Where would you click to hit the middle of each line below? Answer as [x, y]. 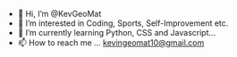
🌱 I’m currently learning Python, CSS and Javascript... [117, 33]
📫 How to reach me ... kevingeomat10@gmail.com [111, 43]
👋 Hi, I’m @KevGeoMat [59, 14]
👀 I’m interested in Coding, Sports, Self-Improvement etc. [123, 23]
